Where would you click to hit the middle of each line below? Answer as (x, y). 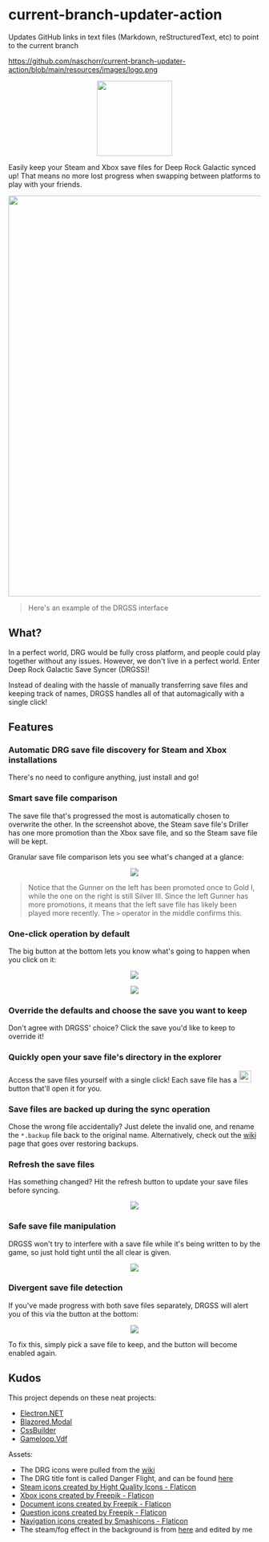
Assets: (21, 1454)
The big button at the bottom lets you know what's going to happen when (129, 951)
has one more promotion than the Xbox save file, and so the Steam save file (133, 832)
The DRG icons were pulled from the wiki (87, 1470)
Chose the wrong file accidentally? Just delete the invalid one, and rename (131, 1126)
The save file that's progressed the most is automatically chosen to (119, 816)
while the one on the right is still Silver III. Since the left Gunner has (138, 896)
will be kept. (28, 841)
